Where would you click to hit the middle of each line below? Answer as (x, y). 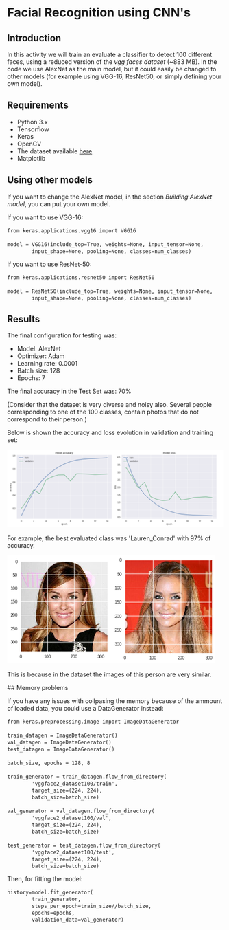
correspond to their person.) (47, 419)
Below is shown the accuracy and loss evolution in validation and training (110, 433)
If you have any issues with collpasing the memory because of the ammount (115, 701)
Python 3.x (32, 122)
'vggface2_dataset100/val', (72, 818)
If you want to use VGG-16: (45, 217)
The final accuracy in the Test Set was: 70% (69, 391)
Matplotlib (31, 158)
